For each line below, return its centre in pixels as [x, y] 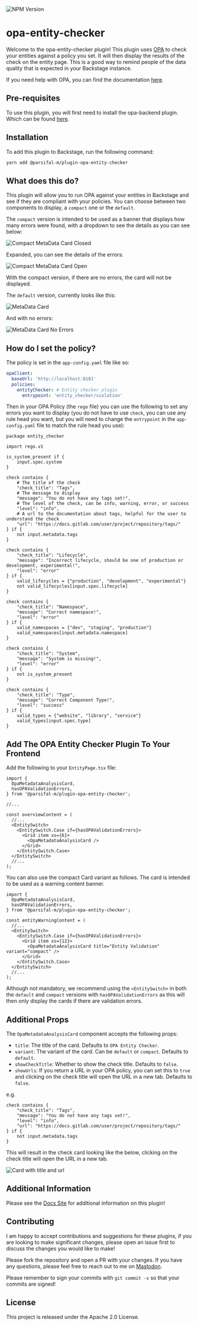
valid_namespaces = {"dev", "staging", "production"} [84, 628]
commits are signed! [31, 1284]
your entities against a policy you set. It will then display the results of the [95, 56]
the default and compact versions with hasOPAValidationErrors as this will [95, 995]
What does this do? [43, 181]
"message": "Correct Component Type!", [66, 700]
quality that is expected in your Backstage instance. [69, 68]
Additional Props [38, 1019]
